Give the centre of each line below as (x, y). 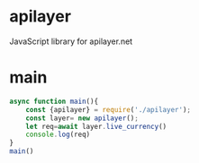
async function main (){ (54, 101)
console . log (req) (58, 135)
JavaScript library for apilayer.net (71, 41)
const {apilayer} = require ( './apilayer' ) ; (109, 109)
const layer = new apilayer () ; (82, 118)
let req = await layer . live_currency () (96, 126)
